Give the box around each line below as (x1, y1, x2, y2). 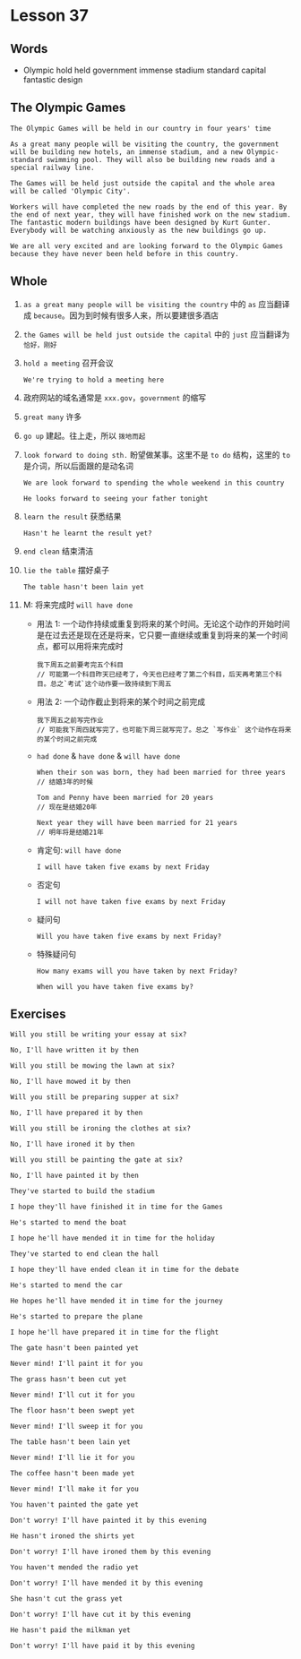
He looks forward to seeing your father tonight (22, 494, 209, 503)
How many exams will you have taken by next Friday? (36, 967, 238, 976)
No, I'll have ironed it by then (10, 1139, 135, 1149)
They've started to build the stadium (10, 1187, 155, 1196)
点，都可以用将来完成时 (36, 640, 124, 651)
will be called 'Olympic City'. (10, 186, 131, 195)
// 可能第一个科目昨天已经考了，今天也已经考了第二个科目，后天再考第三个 (36, 669, 276, 679)
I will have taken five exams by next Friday (36, 862, 210, 872)
